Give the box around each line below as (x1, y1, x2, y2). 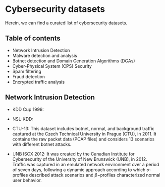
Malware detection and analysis (12, 52, 78, 58)
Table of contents (5, 34, 60, 43)
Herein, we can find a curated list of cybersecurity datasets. (5, 20, 128, 26)
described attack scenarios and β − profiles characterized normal (29, 172, 161, 178)
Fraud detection (12, 73, 45, 80)
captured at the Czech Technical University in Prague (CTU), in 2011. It (12, 131, 157, 137)
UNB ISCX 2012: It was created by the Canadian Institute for (12, 151, 135, 157)
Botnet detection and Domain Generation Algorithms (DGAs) (12, 58, 135, 64)
